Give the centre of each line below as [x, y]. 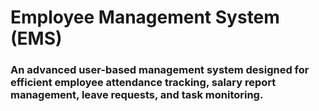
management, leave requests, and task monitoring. [137, 95]
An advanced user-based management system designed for [160, 70]
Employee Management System [145, 17]
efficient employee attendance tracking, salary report [143, 83]
